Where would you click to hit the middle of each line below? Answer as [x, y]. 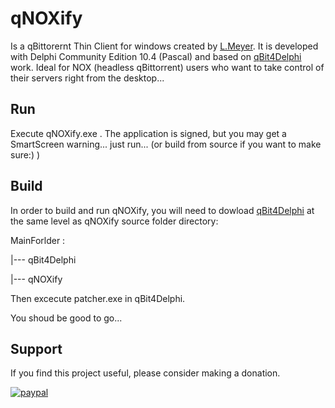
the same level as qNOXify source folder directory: [114, 221]
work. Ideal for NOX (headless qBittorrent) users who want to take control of [167, 67]
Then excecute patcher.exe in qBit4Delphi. [98, 298]
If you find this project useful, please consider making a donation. [145, 373]
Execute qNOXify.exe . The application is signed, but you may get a [148, 133]
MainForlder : [38, 240]
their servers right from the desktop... [87, 78]
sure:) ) [25, 154]
